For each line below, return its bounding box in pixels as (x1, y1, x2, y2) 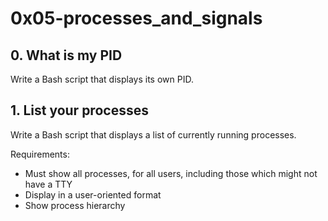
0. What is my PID (10, 47, 123, 64)
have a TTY (24, 178, 73, 190)
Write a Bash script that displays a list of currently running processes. (10, 128, 297, 141)
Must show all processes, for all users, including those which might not (24, 167, 318, 179)
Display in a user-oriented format (24, 188, 162, 201)
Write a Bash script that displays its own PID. (10, 73, 194, 85)
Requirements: (10, 148, 70, 160)
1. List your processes (10, 102, 149, 119)
